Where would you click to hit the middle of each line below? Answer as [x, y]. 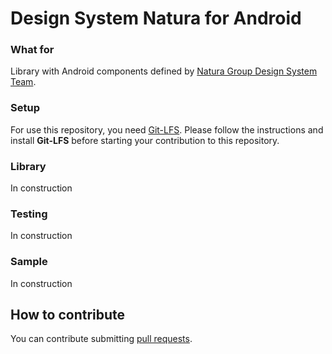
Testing [29, 214]
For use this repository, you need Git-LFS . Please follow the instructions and [167, 129]
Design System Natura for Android [156, 18]
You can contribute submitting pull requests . [101, 339]
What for [32, 50]
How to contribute [68, 315]
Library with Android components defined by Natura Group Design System [164, 71]
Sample [29, 262]
